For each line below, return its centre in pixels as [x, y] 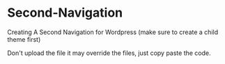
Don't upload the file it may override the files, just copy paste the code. [109, 53]
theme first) [24, 39]
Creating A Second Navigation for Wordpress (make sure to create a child [113, 32]
